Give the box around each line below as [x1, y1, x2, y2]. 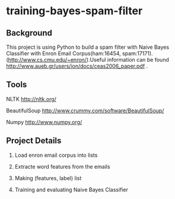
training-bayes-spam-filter [6, 4, 143, 18]
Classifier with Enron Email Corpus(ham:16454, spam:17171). [6, 50, 153, 57]
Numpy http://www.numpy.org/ [6, 118, 82, 125]
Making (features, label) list [14, 174, 82, 182]
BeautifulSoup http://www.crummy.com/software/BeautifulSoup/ [6, 107, 164, 114]
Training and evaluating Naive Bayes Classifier [14, 186, 129, 193]
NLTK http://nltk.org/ [6, 95, 56, 102]
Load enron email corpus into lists [14, 151, 98, 159]
